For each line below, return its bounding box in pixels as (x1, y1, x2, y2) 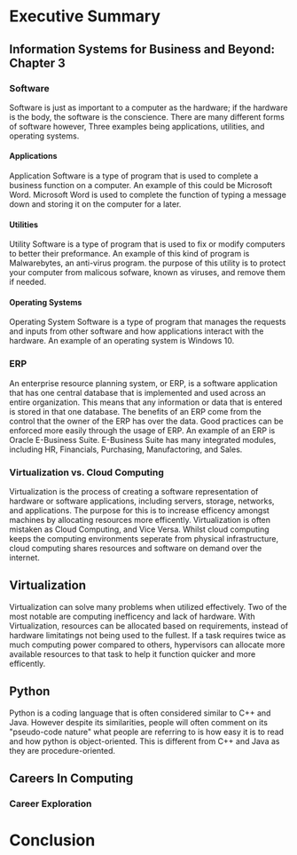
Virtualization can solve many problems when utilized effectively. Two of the (9, 601, 287, 612)
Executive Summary (9, 6, 161, 27)
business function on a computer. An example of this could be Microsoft (9, 180, 273, 191)
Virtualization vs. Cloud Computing (9, 466, 164, 479)
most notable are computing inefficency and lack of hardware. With (9, 611, 255, 621)
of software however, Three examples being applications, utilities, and (9, 121, 265, 131)
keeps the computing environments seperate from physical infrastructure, (9, 534, 279, 544)
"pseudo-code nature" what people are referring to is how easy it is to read (9, 726, 285, 737)
